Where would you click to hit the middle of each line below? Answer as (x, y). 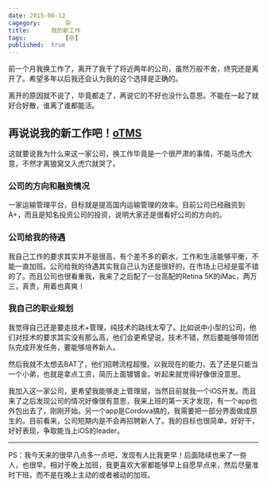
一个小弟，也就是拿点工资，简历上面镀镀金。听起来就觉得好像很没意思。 (126, 373)
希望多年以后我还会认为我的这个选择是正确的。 (106, 79)
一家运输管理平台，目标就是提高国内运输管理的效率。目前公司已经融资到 (126, 205)
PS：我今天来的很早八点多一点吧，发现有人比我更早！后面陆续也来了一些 (128, 454)
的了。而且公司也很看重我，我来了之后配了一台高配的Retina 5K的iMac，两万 (133, 276)
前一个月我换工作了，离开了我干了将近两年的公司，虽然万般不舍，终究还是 (130, 69)
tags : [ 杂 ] (43, 38)
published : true (37, 45)
